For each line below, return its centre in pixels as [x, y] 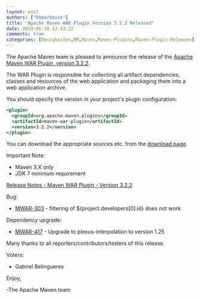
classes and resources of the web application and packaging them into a [96, 81]
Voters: [15, 255]
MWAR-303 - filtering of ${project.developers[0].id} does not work [98, 208]
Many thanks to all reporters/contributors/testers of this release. [86, 243]
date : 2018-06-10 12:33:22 [40, 29]
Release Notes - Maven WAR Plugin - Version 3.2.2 [69, 185]
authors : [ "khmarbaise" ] [37, 17]
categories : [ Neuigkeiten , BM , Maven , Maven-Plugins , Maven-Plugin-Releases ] [101, 40]
